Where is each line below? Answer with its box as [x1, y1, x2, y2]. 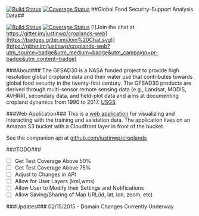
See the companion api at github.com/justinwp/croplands [6, 134, 147, 141]
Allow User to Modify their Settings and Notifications [14, 184, 144, 192]
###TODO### [6, 146, 42, 153]
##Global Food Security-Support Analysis [91, 6, 194, 13]
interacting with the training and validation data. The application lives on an [6, 116, 191, 124]
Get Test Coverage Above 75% [14, 164, 91, 171]
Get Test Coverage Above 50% [14, 158, 91, 164]
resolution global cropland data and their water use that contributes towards [6, 73, 193, 80]
